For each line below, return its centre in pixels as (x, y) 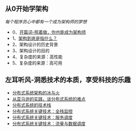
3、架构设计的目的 (31, 50)
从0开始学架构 (27, 9)
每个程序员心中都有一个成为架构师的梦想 (46, 22)
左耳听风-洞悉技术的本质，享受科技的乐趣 (68, 80)
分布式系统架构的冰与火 (36, 93)
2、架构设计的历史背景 (35, 44)
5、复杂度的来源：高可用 (37, 63)
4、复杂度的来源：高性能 (37, 57)
